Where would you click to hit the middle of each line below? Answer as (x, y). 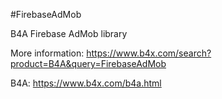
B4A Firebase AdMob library (69, 33)
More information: (47, 53)
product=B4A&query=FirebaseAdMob (88, 63)
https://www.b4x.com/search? (149, 53)
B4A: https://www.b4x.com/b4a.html (86, 83)
